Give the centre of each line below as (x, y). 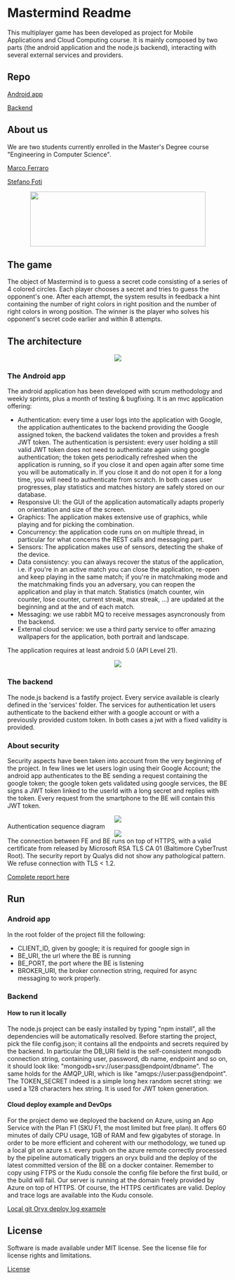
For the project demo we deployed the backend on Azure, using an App (110, 1120)
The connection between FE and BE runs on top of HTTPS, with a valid (109, 841)
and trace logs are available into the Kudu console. (80, 1196)
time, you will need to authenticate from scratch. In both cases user (115, 479)
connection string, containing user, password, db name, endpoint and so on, (117, 1058)
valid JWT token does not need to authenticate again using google (113, 450)
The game (30, 264)
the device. (34, 555)
